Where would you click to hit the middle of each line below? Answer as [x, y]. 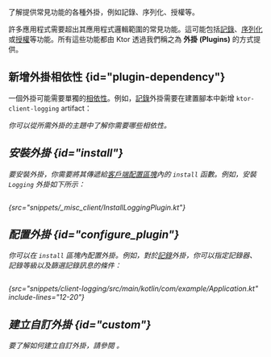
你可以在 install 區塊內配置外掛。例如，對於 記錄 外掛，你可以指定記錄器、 [132, 255]
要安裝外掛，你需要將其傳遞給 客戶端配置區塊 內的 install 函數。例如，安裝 [132, 174]
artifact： [76, 108]
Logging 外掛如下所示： [47, 184]
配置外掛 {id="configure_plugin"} [94, 235]
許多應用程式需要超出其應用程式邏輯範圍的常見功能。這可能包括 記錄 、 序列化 [135, 29]
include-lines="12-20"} [46, 297]
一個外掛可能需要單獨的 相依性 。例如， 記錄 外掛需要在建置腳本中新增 [121, 98]
